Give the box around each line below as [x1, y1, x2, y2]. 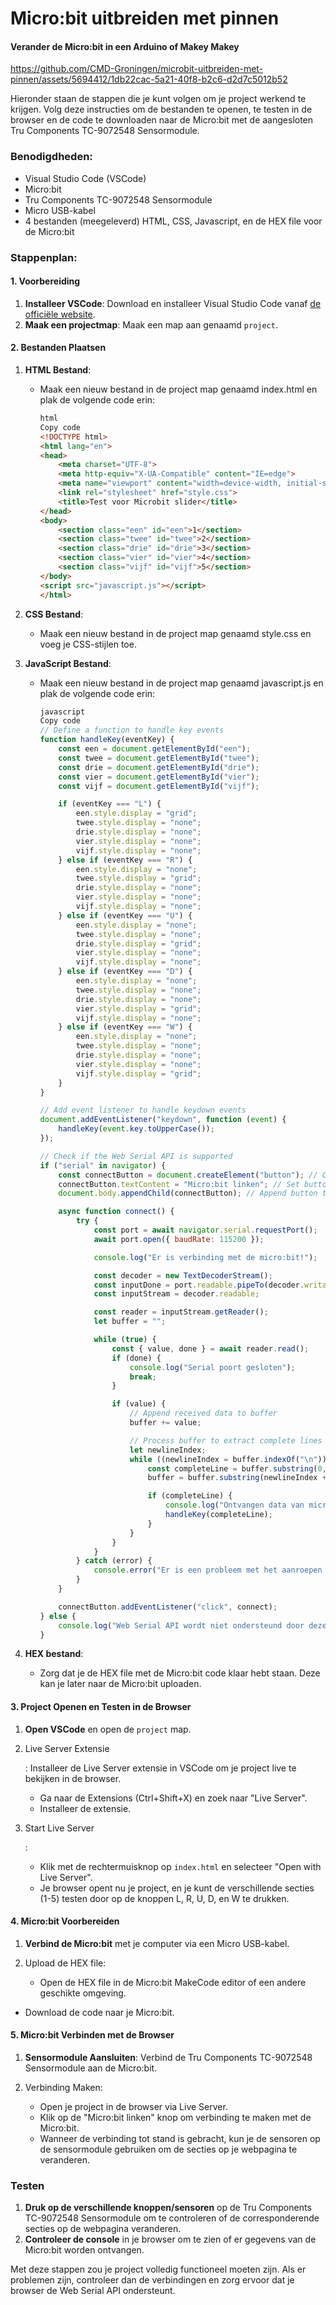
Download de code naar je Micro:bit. [24, 2006, 175, 2018]
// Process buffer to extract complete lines [129, 1435, 323, 1446]
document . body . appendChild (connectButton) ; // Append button [58, 1188, 318, 1199]
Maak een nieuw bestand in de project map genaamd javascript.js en [39, 677, 324, 689]
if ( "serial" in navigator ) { [39, 1160, 167, 1171]
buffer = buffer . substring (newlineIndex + [147, 1473, 327, 1483]
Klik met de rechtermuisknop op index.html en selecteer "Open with [39, 1860, 322, 1872]
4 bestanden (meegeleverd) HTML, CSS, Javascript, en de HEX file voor [24, 215, 323, 227]
